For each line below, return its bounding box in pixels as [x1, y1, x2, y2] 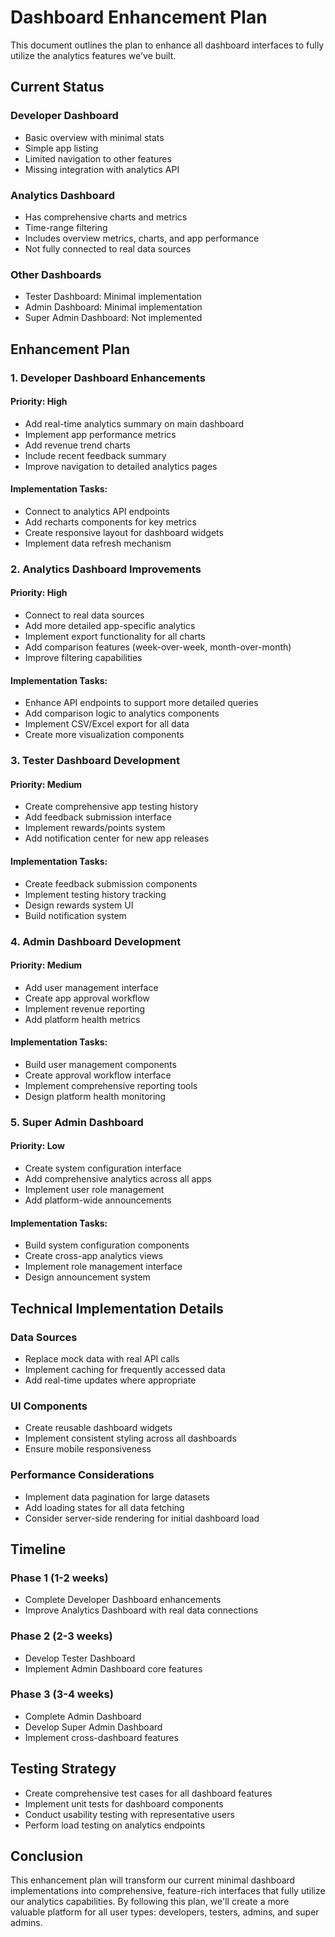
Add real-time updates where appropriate [24, 1374, 197, 1386]
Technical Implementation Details [10, 1300, 224, 1317]
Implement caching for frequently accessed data [24, 1363, 226, 1375]
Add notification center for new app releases [24, 832, 210, 845]
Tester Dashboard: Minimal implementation [24, 291, 203, 303]
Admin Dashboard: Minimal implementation [24, 301, 203, 313]
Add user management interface [24, 981, 159, 993]
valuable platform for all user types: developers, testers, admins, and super [10, 1906, 320, 1918]
